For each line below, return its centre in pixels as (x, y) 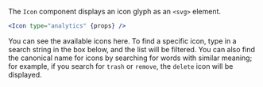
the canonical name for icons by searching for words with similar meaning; (130, 58)
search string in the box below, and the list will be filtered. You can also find (132, 49)
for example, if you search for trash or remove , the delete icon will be (121, 66)
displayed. (25, 74)
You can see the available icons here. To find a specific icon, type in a (122, 41)
